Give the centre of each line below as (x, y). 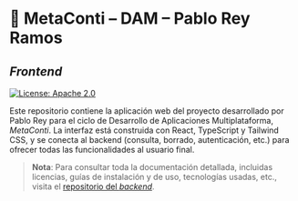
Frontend (36, 71)
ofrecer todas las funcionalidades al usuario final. (102, 150)
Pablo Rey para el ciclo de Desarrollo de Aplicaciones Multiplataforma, (141, 121)
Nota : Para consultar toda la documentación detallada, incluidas (152, 167)
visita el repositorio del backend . (93, 186)
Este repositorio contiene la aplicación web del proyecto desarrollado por (147, 111)
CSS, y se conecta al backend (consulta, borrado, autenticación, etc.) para (149, 140)
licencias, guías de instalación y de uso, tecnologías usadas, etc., (154, 177)
